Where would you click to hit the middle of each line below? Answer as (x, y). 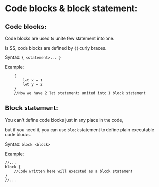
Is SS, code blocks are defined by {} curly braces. (56, 48)
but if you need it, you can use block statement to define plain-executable (80, 129)
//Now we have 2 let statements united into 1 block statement (80, 93)
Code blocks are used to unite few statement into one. (60, 38)
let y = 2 (33, 84)
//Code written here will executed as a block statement (73, 171)
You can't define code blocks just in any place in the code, (64, 120)
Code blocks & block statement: (71, 9)
